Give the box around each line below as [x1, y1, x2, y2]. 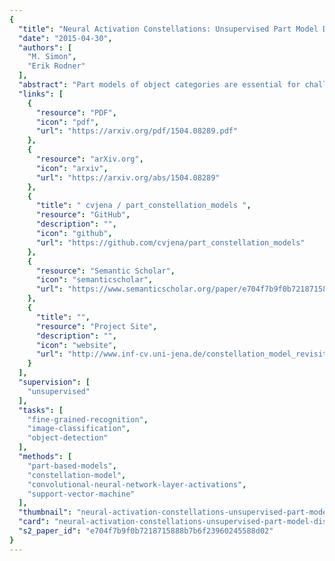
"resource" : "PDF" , [35, 107, 117, 118]
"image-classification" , [27, 424, 131, 434]
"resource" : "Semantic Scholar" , [35, 266, 176, 276]
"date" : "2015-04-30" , [18, 33, 113, 43]
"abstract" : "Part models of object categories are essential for [18, 80, 301, 90]
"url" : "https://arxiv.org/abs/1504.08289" [35, 172, 221, 183]
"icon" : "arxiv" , [35, 163, 109, 173]
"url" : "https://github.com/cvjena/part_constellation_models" [35, 237, 306, 248]
